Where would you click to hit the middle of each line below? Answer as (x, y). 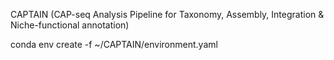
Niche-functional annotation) (70, 25)
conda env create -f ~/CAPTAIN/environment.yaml (114, 44)
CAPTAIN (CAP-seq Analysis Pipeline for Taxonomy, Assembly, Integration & (167, 14)
